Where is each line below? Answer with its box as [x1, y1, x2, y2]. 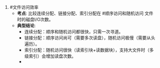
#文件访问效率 [9, 4, 39, 10]
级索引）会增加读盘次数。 [24, 53, 76, 59]
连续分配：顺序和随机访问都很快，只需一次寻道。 [24, 29, 123, 34]
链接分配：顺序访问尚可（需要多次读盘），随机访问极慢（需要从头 [24, 35, 156, 41]
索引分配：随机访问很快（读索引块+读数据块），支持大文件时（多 [24, 47, 154, 53]
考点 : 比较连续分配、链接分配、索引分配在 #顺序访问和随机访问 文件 [17, 10, 154, 16]
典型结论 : [17, 23, 36, 28]
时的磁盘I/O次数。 [17, 17, 54, 22]
